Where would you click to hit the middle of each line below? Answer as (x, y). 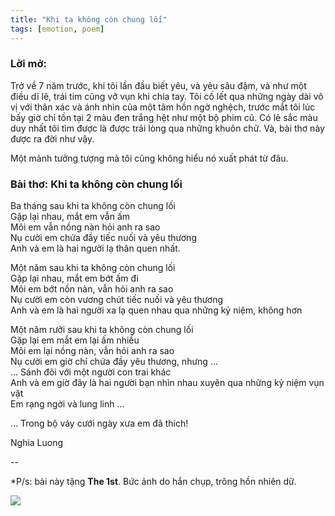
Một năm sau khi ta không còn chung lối (93, 268)
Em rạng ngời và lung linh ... (67, 404)
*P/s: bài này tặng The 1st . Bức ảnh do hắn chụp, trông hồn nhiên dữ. (153, 482)
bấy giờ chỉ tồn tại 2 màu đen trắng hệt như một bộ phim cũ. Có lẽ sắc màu (164, 117)
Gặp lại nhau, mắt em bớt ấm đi (75, 278)
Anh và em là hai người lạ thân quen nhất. (95, 248)
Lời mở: (28, 64)
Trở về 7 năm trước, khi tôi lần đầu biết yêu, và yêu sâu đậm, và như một (158, 85)
